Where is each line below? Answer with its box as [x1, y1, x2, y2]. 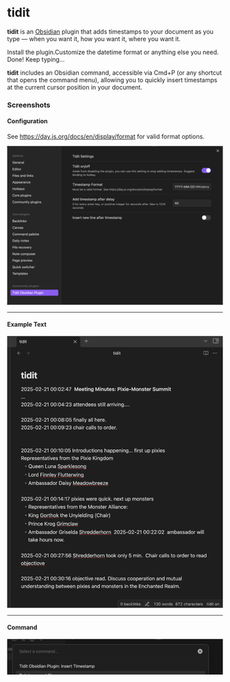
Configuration [7, 117, 48, 125]
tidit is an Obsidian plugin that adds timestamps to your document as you [7, 27, 214, 36]
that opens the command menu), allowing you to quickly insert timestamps [7, 75, 218, 84]
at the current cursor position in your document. [7, 83, 142, 91]
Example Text [7, 320, 47, 329]
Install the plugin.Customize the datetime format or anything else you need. [7, 48, 219, 56]
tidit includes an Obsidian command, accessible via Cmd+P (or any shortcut [7, 68, 222, 77]
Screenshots [7, 100, 51, 110]
